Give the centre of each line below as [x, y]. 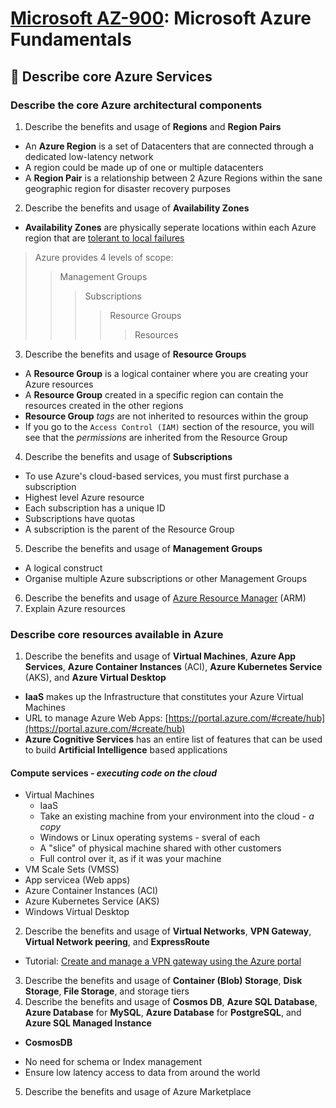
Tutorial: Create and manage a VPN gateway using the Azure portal [163, 961]
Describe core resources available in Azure [117, 634]
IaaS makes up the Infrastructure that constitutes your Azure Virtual [164, 697]
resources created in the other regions [104, 405]
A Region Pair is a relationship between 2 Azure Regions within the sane [173, 178]
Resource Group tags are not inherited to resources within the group [166, 416]
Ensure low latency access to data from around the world [142, 1073]
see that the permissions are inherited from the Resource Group [156, 437]
